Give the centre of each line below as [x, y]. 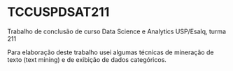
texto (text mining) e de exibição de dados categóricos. [87, 59]
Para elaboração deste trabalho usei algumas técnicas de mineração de [111, 52]
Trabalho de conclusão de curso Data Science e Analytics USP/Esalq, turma [116, 31]
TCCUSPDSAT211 [58, 12]
